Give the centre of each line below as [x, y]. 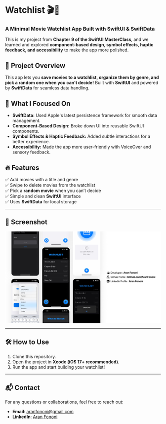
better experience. [31, 142]
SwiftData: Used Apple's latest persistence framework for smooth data [84, 116]
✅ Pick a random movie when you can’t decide [53, 191]
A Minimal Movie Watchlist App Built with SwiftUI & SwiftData [80, 29]
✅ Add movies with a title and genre [42, 179]
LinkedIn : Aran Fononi [35, 417]
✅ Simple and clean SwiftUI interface [43, 196]
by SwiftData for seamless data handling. [47, 88]
